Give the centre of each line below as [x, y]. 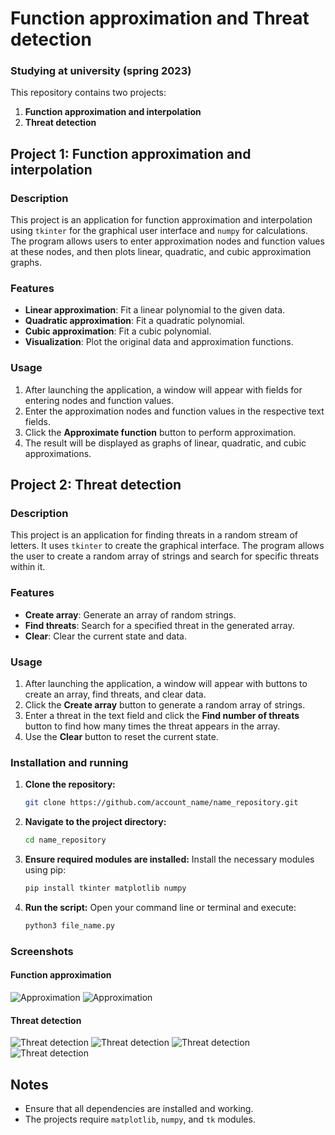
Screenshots [42, 951]
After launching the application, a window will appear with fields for [163, 389]
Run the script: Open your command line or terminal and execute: [160, 907]
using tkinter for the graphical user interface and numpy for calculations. [159, 231]
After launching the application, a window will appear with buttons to [166, 684]
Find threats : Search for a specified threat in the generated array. [159, 625]
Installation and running [69, 762]
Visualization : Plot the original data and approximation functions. [159, 342]
